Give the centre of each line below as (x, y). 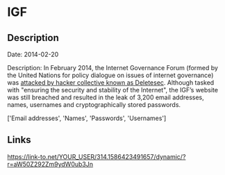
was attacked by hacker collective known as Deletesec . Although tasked (111, 83)
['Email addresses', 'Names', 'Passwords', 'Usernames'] (87, 118)
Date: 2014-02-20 (33, 54)
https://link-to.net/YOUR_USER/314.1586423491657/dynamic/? (97, 156)
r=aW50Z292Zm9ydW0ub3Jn (50, 164)
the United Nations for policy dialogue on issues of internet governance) (110, 75)
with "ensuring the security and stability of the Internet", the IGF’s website (113, 90)
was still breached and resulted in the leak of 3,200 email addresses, (106, 97)
